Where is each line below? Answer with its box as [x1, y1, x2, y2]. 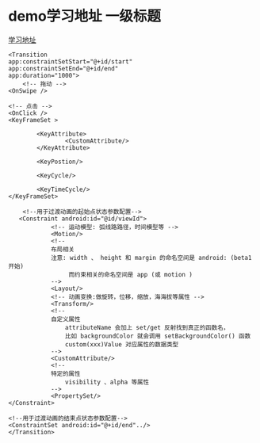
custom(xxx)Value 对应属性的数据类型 [64, 340, 179, 349]
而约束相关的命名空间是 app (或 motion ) [68, 270, 193, 278]
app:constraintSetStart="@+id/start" [8, 57, 133, 66]
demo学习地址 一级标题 [8, 7, 161, 25]
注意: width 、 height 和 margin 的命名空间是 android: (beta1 [50, 254, 252, 262]
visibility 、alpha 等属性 [64, 378, 149, 386]
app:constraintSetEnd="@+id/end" [8, 64, 119, 72]
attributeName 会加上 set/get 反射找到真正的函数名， [64, 323, 230, 331]
